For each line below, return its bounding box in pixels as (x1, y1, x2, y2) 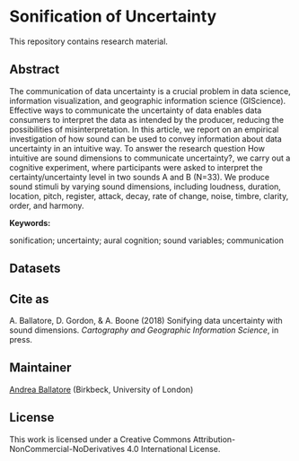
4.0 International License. (127, 443, 221, 454)
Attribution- (192, 433, 236, 445)
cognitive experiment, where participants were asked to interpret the (9, 161, 263, 172)
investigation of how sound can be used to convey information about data (9, 133, 283, 144)
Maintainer (9, 361, 72, 376)
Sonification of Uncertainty (9, 6, 217, 27)
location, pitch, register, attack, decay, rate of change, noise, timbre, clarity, (9, 190, 289, 201)
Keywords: (9, 217, 51, 228)
